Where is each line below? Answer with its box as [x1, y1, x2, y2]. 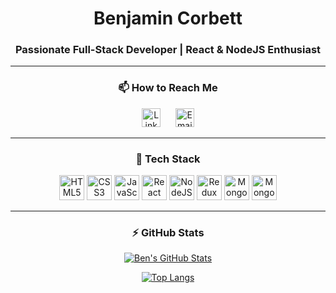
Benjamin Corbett [93, 7, 243, 30]
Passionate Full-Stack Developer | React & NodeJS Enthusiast [14, 43, 322, 57]
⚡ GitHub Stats [131, 226, 205, 239]
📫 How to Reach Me [118, 81, 218, 95]
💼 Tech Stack [135, 152, 201, 166]
